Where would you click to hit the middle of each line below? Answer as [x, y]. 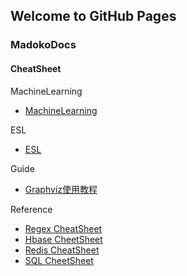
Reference [31, 209]
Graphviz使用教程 [61, 189]
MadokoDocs [43, 45]
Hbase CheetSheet [63, 239]
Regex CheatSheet [63, 228]
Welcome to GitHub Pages [93, 16]
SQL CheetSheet [59, 260]
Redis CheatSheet [62, 250]
